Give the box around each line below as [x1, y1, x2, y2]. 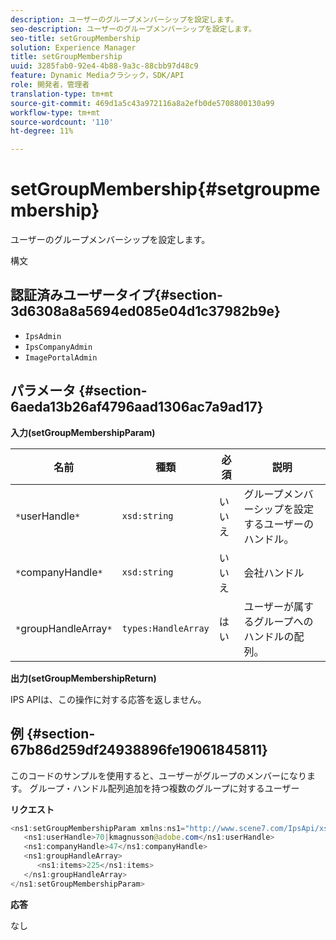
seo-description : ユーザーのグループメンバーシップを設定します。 [10, 24, 257, 34]
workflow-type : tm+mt [10, 107, 101, 118]
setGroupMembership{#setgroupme [10, 178, 321, 201]
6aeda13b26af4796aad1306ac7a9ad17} [10, 399, 264, 416]
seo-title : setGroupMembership [10, 33, 141, 43]
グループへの [253, 614, 314, 628]
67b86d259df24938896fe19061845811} [10, 742, 268, 759]
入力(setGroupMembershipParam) [10, 426, 156, 438]
